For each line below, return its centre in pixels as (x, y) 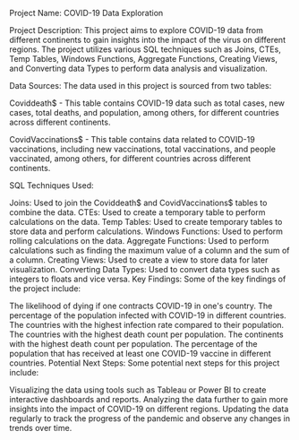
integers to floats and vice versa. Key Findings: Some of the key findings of (148, 279)
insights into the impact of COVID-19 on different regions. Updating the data (149, 409)
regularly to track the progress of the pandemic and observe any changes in (150, 418)
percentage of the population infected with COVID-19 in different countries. (148, 315)
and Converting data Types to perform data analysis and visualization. (138, 68)
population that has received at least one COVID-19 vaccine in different (140, 354)
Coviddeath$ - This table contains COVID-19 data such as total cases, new (147, 103)
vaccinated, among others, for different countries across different (130, 159)
